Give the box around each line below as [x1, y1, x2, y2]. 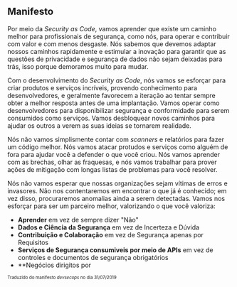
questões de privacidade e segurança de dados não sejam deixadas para [7, 55, 223, 63]
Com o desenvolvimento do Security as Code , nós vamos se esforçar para [7, 76, 226, 85]
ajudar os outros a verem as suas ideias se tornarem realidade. [7, 121, 192, 130]
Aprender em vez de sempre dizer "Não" [17, 215, 139, 224]
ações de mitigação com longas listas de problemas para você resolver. [7, 165, 218, 173]
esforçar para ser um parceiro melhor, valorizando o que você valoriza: [7, 202, 216, 210]
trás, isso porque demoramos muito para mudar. [7, 62, 149, 70]
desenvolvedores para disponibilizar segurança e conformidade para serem [7, 106, 230, 114]
